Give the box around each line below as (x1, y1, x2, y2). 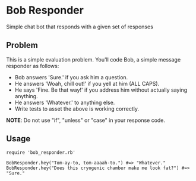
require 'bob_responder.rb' (6, 149, 76, 156)
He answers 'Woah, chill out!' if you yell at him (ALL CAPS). (14, 80, 160, 87)
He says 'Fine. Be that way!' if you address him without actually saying (14, 86, 188, 93)
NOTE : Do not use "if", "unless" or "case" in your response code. (6, 117, 165, 124)
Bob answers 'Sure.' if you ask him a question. (14, 73, 128, 80)
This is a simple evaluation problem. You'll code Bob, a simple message (6, 56, 181, 63)
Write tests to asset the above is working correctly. (14, 105, 140, 112)
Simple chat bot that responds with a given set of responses (6, 23, 153, 30)
